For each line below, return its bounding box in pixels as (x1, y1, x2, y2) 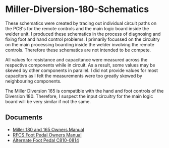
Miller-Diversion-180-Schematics (5, 4, 149, 15)
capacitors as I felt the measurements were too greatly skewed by (5, 72, 143, 79)
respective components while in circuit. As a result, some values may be (5, 62, 155, 68)
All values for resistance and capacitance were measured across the (5, 56, 148, 62)
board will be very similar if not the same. (5, 98, 91, 104)
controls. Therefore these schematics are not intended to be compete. (5, 47, 151, 53)
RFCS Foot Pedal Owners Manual (12, 132, 82, 138)
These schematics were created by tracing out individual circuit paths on (5, 20, 157, 26)
